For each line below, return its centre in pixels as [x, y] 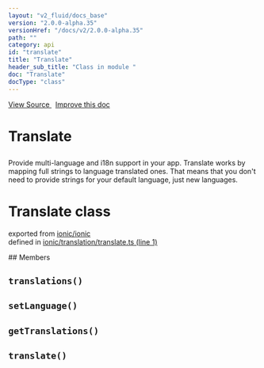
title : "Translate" [40, 60]
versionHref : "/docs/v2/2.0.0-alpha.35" [76, 30]
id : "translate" [35, 52]
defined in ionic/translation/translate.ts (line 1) [83, 241]
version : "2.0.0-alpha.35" [53, 23]
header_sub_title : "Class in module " [72, 67]
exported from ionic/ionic [50, 233]
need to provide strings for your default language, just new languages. [123, 180]
